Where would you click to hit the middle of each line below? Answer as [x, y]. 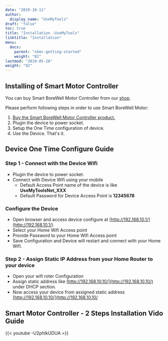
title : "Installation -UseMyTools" [42, 33]
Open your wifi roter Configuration [48, 276]
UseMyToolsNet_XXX [43, 190]
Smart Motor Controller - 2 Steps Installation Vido [84, 313]
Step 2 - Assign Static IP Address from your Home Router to [79, 259]
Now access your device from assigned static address [69, 292]
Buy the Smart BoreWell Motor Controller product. [64, 117]
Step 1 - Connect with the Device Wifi [51, 163]
